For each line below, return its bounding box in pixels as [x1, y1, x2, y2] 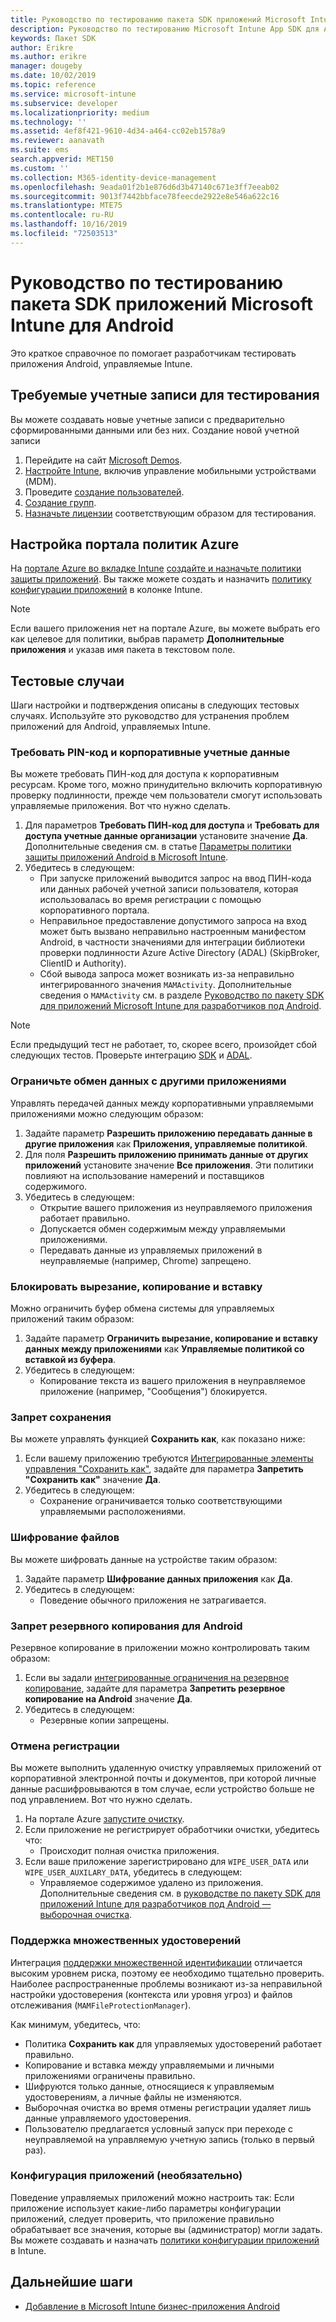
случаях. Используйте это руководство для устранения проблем [10, 710, 290, 722]
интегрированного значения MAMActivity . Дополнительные [39, 979, 292, 991]
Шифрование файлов [10, 1531, 120, 1545]
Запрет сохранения [10, 1410, 112, 1424]
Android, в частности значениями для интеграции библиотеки [39, 936, 306, 948]
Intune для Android [10, 314, 175, 336]
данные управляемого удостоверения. [24, 2112, 192, 2124]
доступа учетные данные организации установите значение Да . [24, 830, 308, 842]
